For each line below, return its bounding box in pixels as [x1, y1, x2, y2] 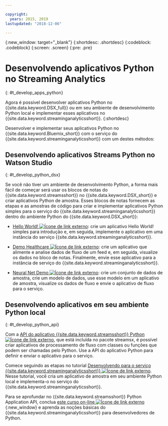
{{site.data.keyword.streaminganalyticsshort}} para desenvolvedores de [5, 409, 155, 415]
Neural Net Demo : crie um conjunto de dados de [12, 270, 163, 276]
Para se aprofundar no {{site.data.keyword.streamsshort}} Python [5, 393, 142, 399]
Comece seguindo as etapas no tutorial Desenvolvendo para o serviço [5, 362, 151, 368]
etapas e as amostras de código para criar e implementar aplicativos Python [5, 203, 163, 209]
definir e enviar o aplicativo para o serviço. [5, 352, 94, 359]
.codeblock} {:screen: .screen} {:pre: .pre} [5, 45, 93, 51]
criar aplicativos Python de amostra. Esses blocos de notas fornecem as [5, 197, 155, 204]
